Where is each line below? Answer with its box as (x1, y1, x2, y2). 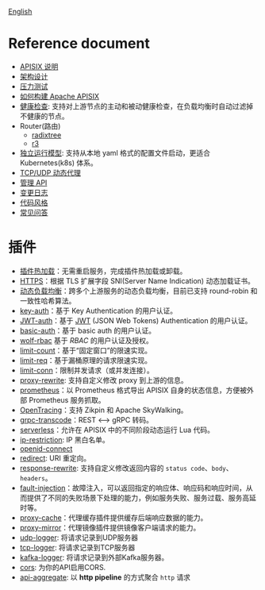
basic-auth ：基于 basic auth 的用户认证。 (19, 326, 156, 335)
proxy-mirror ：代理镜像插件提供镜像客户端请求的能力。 (19, 523, 201, 532)
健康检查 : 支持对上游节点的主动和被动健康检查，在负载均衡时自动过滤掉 (19, 101, 254, 110)
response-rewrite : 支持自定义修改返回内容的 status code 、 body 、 (19, 463, 233, 472)
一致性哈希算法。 (19, 295, 76, 305)
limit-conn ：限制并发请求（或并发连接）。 (19, 365, 154, 375)
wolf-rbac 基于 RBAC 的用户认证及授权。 (19, 335, 153, 345)
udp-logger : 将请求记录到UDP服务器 (19, 532, 139, 542)
